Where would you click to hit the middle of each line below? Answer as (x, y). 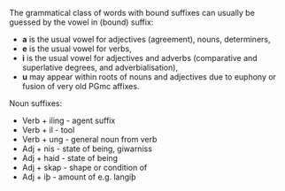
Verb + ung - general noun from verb (89, 139)
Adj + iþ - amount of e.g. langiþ (79, 177)
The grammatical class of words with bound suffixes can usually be (132, 13)
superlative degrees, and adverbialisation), (100, 67)
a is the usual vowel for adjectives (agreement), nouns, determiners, (146, 39)
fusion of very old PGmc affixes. (81, 86)
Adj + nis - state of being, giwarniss (87, 149)
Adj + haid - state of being (69, 158)
